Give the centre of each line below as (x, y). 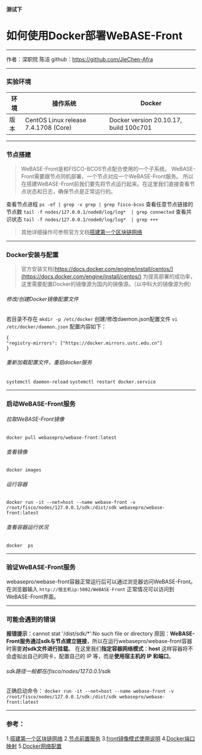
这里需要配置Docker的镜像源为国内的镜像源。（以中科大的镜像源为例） (108, 284)
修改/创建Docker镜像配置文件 (43, 299)
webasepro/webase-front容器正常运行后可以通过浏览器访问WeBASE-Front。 (101, 582)
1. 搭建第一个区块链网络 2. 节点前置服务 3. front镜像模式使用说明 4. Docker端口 (101, 738)
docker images (24, 470)
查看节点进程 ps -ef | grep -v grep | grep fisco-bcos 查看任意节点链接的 (100, 204)
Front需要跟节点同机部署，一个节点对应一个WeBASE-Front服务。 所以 (107, 176)
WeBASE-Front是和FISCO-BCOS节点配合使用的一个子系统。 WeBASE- (108, 169)
